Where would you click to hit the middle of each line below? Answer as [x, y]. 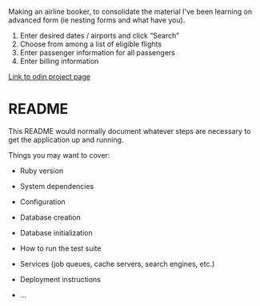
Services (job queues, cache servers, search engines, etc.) [117, 264]
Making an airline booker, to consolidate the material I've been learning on [130, 12]
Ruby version [42, 171]
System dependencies [57, 186]
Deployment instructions [60, 279]
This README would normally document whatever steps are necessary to [130, 131]
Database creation [50, 217]
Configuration [42, 201]
